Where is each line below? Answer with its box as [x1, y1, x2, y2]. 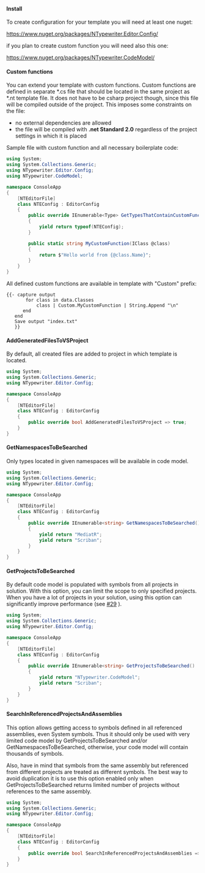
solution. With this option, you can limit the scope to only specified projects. [6, 587, 197, 595]
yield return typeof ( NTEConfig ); [38, 224, 124, 230]
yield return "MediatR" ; [38, 531, 103, 538]
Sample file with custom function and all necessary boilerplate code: [6, 144, 179, 152]
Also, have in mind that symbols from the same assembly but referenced [6, 761, 189, 769]
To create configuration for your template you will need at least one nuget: [6, 18, 193, 26]
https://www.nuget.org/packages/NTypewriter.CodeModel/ [6, 54, 155, 61]
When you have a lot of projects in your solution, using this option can [6, 594, 182, 601]
